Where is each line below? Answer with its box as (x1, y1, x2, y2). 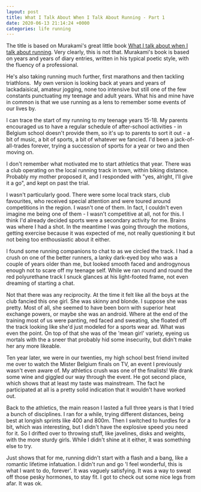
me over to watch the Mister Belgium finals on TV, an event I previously (6, 361, 182, 368)
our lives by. (6, 105, 37, 112)
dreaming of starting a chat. (6, 279, 75, 287)
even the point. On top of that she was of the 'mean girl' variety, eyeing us (6, 329, 190, 337)
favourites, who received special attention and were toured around (6, 198, 171, 205)
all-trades (6, 142, 30, 149)
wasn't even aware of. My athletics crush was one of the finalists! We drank (6, 367, 193, 374)
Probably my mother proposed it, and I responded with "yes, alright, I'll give (6, 173, 193, 181)
